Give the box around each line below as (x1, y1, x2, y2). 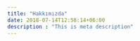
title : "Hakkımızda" (7, 10, 68, 17)
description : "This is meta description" (7, 23, 134, 30)
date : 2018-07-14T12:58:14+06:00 (7, 17, 106, 24)
